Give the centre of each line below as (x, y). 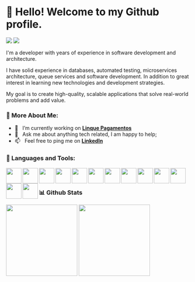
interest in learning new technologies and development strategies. (86, 82)
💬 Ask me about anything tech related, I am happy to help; (86, 135)
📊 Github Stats (61, 192)
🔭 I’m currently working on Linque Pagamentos (73, 128)
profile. (24, 24)
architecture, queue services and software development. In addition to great (97, 76)
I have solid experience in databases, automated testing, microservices (91, 70)
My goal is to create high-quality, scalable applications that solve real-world (97, 94)
